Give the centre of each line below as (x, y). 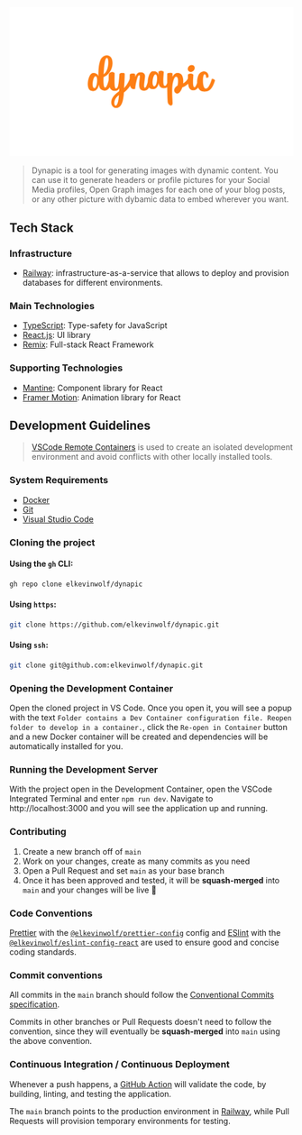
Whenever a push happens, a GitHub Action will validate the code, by (138, 1084)
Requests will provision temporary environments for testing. (120, 1121)
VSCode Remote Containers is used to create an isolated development (162, 447)
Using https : (33, 604)
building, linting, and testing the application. (91, 1094)
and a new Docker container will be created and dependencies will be (139, 737)
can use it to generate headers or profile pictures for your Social (151, 180)
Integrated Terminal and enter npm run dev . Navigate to (111, 799)
